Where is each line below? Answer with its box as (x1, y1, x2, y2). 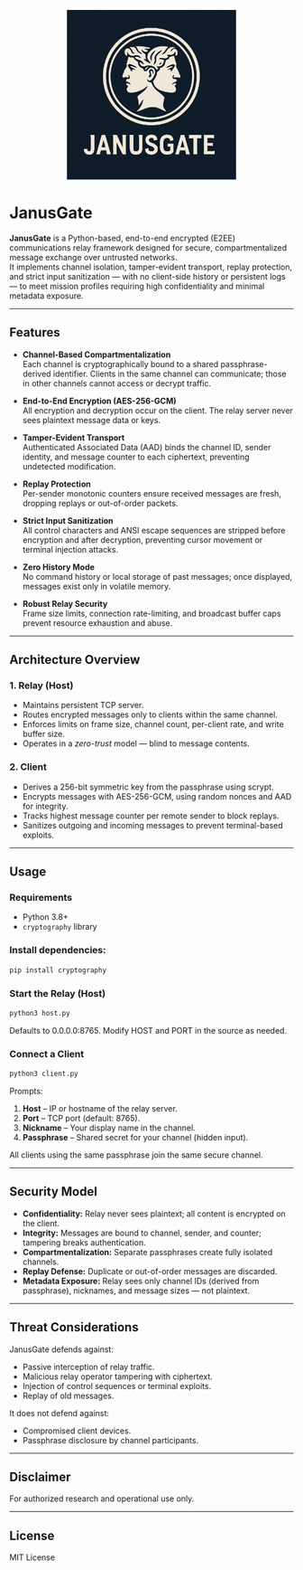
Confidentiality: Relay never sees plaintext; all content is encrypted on (22, 1208, 286, 1219)
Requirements (9, 892, 73, 904)
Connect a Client (9, 1047, 85, 1060)
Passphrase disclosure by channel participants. (22, 1434, 199, 1445)
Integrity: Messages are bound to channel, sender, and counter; (22, 1227, 262, 1238)
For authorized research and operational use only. (9, 1493, 195, 1504)
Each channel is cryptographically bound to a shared (22, 358, 219, 369)
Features (9, 325, 60, 340)
